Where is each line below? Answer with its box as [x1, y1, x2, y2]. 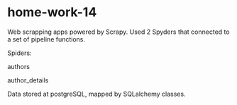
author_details [7, 75, 49, 85]
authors [7, 62, 31, 70]
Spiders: [7, 49, 32, 57]
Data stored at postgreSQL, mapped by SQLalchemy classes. [7, 89, 186, 98]
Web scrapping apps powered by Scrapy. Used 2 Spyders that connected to [7, 27, 230, 36]
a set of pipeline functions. [7, 35, 86, 43]
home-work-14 [7, 4, 97, 20]
